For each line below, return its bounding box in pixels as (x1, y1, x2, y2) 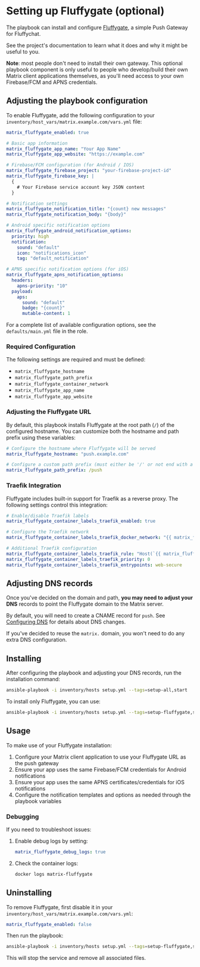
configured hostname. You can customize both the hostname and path (6, 428, 179, 435)
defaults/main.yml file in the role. (6, 327, 88, 335)
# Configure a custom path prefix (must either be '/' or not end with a (6, 461, 193, 468)
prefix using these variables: (6, 433, 76, 441)
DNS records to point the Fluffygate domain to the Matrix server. (6, 600, 164, 608)
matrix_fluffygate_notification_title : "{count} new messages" (6, 206, 167, 212)
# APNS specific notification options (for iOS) (6, 266, 129, 272)
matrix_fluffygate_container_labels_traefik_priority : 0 (6, 556, 151, 562)
